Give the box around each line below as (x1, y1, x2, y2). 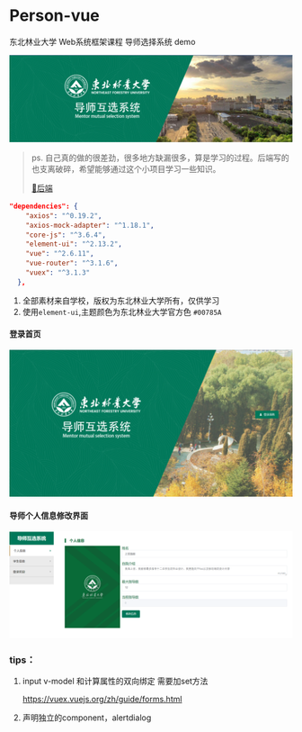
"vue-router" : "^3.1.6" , (25, 258, 119, 268)
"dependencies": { (9, 202, 78, 211)
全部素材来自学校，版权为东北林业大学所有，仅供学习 (22, 294, 220, 306)
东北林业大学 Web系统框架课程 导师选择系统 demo (9, 36, 196, 47)
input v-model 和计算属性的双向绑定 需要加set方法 (22, 676, 209, 687)
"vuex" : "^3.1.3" (25, 268, 91, 277)
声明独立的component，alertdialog (22, 712, 152, 723)
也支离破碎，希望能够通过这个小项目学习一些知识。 (31, 163, 221, 174)
